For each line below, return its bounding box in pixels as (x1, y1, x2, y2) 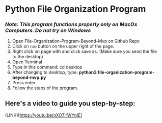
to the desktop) (12, 54, 43, 60)
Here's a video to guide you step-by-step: (5, 99, 135, 107)
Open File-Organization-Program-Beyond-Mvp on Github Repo (12, 38, 140, 44)
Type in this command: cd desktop (12, 64, 82, 70)
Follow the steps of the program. (12, 85, 79, 91)
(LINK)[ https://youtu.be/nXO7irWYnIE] (5, 112, 82, 118)
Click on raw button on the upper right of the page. (12, 43, 114, 49)
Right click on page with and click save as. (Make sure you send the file (12, 49, 157, 54)
